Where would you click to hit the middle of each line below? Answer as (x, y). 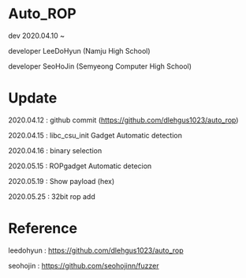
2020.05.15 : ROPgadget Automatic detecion (80, 166)
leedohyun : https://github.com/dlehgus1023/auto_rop (96, 250)
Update (33, 98)
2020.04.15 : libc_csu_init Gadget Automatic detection (95, 135)
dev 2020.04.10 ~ (37, 36)
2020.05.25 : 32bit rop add (52, 196)
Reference (43, 229)
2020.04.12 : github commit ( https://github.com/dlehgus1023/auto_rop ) (123, 120)
